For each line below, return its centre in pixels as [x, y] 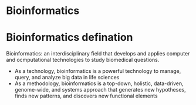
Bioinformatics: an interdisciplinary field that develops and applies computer [98, 54]
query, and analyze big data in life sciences [67, 78]
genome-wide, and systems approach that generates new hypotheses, [100, 90]
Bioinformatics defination [70, 38]
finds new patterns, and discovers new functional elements [86, 96]
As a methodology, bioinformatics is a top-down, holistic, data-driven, [99, 83]
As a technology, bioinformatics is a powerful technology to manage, [98, 71]
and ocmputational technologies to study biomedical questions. [83, 60]
